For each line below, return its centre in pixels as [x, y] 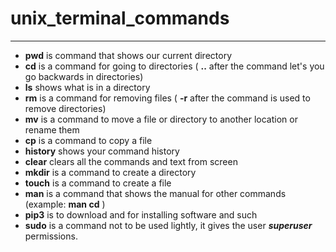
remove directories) [65, 108]
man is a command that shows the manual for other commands [155, 193]
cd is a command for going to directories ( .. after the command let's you [174, 66]
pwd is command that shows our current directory [128, 55]
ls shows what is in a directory [87, 87]
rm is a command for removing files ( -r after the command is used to [167, 98]
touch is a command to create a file [98, 183]
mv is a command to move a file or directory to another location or [161, 119]
